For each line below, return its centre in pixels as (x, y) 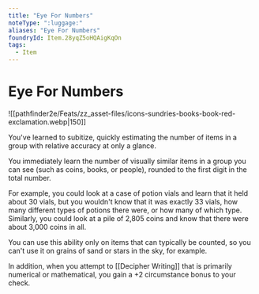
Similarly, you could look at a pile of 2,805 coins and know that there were (128, 218)
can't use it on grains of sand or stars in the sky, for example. (108, 250)
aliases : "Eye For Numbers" (54, 30)
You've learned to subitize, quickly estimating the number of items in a (122, 137)
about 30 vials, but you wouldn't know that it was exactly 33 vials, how (123, 201)
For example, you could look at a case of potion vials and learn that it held (128, 193)
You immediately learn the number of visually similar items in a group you (127, 161)
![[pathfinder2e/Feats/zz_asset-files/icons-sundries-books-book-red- (122, 113)
